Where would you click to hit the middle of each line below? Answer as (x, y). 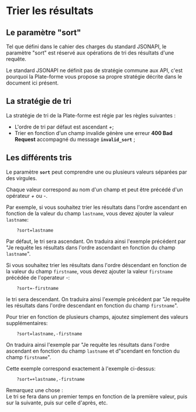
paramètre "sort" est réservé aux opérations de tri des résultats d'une (90, 53)
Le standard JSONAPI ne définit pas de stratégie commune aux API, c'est (94, 70)
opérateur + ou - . (27, 195)
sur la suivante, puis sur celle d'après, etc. (57, 403)
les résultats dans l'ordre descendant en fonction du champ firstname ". (92, 305)
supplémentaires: (27, 323)
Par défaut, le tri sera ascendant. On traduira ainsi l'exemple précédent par (96, 241)
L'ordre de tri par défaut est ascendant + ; (64, 127)
